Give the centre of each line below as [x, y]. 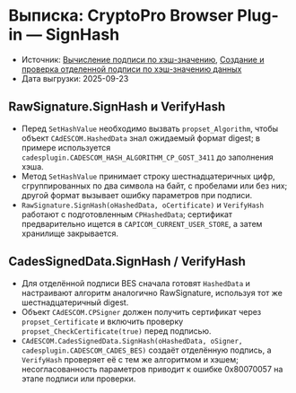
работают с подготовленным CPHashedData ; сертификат [127, 214]
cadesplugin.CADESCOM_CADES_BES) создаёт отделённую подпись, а [146, 350]
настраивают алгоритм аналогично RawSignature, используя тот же [152, 293]
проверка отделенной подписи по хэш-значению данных [131, 69]
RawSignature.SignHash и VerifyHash [117, 107]
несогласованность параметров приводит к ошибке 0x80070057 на [152, 369]
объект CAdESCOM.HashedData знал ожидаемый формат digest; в [141, 138]
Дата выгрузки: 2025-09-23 [75, 78]
